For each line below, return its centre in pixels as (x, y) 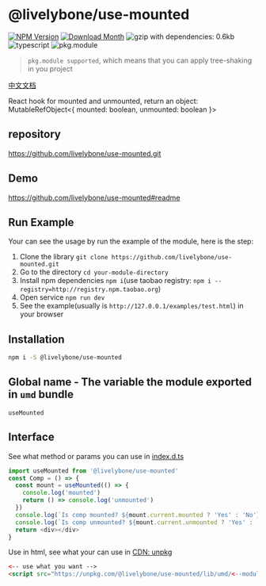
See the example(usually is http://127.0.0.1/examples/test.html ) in (131, 306)
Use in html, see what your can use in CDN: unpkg (90, 552)
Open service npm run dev (62, 297)
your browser (42, 314)
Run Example (41, 222)
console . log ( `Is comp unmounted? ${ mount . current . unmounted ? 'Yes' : (134, 522)
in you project (50, 68)
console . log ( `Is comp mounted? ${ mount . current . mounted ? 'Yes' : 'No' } (138, 515)
